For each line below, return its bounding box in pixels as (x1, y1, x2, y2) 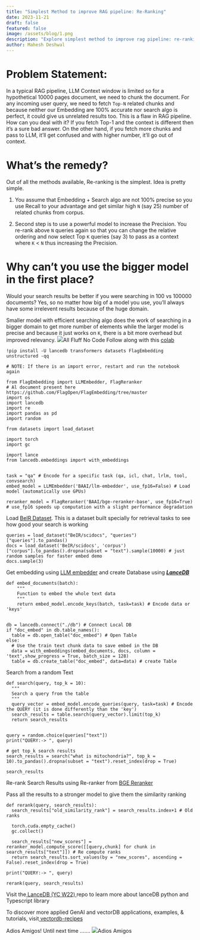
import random (6, 415, 42, 421)
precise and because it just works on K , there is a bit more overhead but (6, 329, 182, 336)
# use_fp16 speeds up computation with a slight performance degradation (6, 504, 193, 510)
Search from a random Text (6, 669, 73, 676)
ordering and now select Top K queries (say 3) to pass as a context (14, 233, 179, 240)
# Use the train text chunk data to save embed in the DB (11, 643, 159, 648)
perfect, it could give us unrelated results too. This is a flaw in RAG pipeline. (6, 112, 192, 120)
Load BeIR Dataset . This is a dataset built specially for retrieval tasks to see (6, 514, 190, 521)
